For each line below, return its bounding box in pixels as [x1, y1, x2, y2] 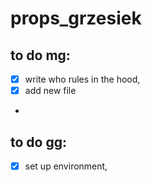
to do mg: [10, 47, 71, 64]
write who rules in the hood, [24, 73, 141, 85]
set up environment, [24, 160, 108, 172]
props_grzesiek [10, 7, 142, 30]
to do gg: [10, 133, 67, 151]
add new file [24, 85, 77, 97]
